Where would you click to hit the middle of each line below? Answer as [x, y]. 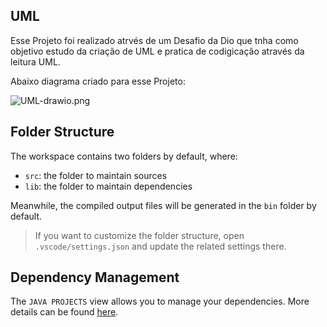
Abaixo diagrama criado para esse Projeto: [98, 81]
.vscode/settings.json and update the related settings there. [160, 246]
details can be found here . [64, 312]
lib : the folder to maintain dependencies [108, 186]
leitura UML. [35, 61]
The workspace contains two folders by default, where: [124, 156]
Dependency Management [95, 277]
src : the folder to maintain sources [96, 175]
